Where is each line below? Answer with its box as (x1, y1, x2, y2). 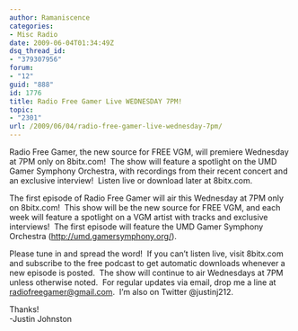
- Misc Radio (9, 30, 58, 39)
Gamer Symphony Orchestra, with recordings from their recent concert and (9, 165, 288, 176)
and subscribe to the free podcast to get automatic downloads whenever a (9, 258, 285, 268)
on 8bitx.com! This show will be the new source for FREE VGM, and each (9, 202, 281, 212)
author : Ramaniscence (9, 13, 91, 22)
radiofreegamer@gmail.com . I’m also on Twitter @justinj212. (9, 287, 234, 297)
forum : (9, 64, 34, 73)
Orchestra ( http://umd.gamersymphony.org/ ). (9, 231, 178, 241)
